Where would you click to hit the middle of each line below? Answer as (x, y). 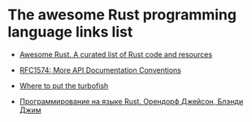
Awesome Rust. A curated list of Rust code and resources (116, 54)
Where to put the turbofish (64, 86)
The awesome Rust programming (122, 15)
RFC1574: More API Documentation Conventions (100, 69)
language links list (70, 32)
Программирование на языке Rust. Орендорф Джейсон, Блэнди (131, 101)
